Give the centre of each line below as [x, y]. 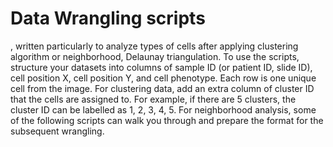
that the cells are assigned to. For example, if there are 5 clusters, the [153, 99]
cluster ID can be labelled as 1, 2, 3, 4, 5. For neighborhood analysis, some [163, 109]
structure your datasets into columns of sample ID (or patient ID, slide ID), [161, 67]
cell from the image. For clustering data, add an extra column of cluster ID [162, 88]
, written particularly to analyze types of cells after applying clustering [154, 46]
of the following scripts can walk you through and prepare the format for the [167, 120]
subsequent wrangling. [57, 131]
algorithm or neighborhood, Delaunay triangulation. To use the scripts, [155, 56]
